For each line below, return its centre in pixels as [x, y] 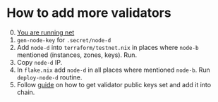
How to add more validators [89, 13]
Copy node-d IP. [40, 62]
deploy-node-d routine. [49, 77]
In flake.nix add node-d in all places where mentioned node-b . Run [114, 70]
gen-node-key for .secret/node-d [64, 39]
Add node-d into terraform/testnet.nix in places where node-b [108, 47]
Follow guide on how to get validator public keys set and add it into [114, 84]
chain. [26, 92]
